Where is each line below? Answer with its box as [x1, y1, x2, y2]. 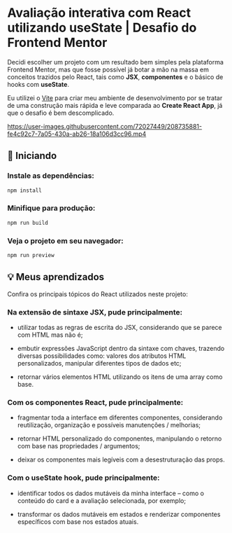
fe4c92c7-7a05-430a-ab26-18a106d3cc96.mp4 [7, 130, 147, 138]
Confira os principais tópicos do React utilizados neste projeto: [7, 289, 189, 298]
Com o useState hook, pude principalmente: [7, 473, 160, 483]
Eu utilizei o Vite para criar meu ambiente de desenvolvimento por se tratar [7, 93, 223, 102]
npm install [7, 187, 42, 194]
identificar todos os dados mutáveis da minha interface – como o [17, 489, 205, 497]
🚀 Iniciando [7, 150, 57, 162]
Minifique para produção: [7, 203, 96, 213]
